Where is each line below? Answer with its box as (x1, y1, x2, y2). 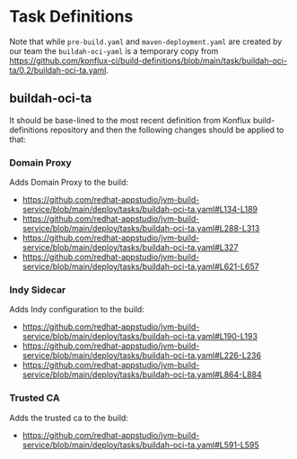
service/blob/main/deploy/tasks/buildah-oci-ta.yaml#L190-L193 (22, 331, 258, 342)
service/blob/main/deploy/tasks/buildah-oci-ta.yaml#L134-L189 (22, 204, 258, 215)
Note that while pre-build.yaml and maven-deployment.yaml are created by (9, 36, 283, 47)
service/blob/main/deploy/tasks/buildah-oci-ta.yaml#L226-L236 (22, 350, 262, 361)
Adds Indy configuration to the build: (9, 304, 145, 315)
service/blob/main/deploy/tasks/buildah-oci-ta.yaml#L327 (22, 242, 239, 253)
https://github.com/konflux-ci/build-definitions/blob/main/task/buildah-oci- (9, 55, 288, 66)
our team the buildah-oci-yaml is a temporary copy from (9, 45, 219, 56)
